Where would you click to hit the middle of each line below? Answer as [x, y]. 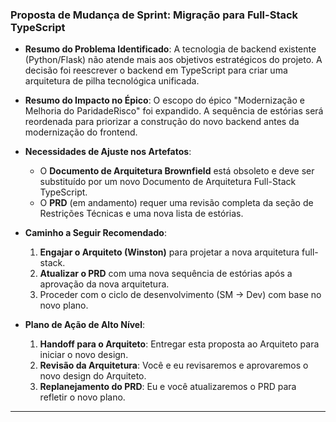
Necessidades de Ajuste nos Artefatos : [108, 152]
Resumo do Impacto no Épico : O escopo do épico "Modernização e [164, 100]
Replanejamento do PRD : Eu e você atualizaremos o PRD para [168, 387]
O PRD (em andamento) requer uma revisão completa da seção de [176, 203]
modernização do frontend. [81, 132]
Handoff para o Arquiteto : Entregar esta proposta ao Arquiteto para [179, 344]
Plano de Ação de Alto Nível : [85, 325]
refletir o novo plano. [82, 397]
